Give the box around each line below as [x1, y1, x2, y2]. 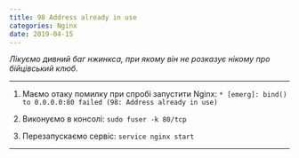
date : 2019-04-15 [9, 29, 74, 38]
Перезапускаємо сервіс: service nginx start [21, 130, 195, 142]
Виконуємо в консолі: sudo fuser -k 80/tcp [21, 114, 187, 124]
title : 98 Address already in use [9, 12, 138, 22]
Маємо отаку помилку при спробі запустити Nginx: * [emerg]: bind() [21, 89, 287, 99]
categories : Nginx [9, 21, 77, 30]
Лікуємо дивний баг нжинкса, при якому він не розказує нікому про [9, 54, 271, 65]
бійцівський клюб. [9, 63, 78, 74]
